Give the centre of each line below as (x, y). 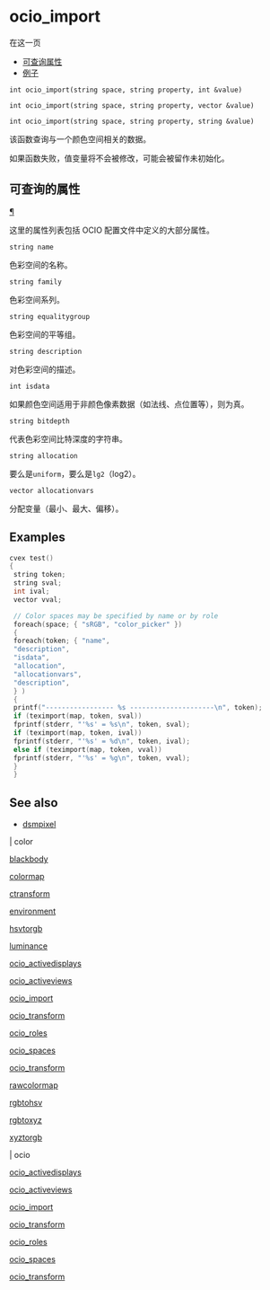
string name (31, 247)
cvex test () (31, 558)
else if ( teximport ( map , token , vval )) (88, 749)
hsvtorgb (26, 929)
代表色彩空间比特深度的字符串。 (68, 438)
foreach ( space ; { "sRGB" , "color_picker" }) (97, 624)
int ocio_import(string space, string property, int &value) (126, 90)
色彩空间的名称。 (41, 265)
